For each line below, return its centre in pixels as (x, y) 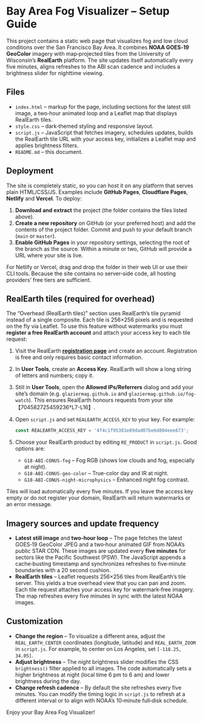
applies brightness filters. (47, 145)
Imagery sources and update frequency (83, 523)
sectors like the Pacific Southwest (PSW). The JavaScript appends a (100, 557)
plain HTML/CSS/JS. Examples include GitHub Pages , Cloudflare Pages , (97, 192)
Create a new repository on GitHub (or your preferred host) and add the (105, 223)
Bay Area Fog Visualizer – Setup (88, 11)
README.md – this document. (49, 152)
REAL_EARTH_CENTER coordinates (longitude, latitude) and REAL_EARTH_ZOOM (105, 642)
